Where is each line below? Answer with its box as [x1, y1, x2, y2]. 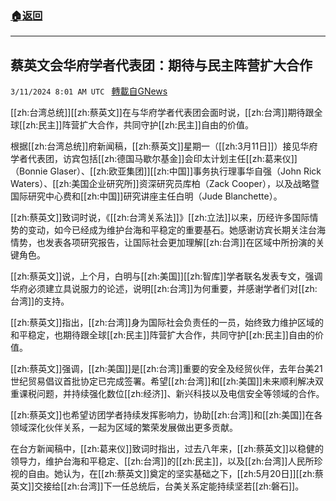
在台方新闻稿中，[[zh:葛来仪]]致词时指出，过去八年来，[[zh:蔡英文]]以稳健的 [10, 443, 324, 455]
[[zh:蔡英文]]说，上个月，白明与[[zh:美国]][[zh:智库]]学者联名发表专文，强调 [10, 270, 323, 282]
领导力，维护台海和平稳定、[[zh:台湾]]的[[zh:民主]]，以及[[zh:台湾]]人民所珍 [10, 455, 323, 467]
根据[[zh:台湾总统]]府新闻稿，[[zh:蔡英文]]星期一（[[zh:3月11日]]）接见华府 [10, 140, 318, 152]
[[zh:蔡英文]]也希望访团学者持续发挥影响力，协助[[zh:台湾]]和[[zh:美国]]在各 [10, 409, 323, 421]
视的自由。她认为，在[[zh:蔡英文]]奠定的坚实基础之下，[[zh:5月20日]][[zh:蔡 [10, 468, 324, 480]
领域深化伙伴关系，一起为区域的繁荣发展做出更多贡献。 [10, 422, 238, 434]
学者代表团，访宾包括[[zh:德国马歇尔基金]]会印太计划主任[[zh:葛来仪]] [10, 153, 298, 165]
